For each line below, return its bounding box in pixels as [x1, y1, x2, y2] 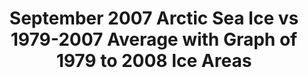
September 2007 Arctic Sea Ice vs [9, 7, 299, 30]
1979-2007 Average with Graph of [10, 28, 298, 51]
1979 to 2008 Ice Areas [55, 50, 253, 72]
